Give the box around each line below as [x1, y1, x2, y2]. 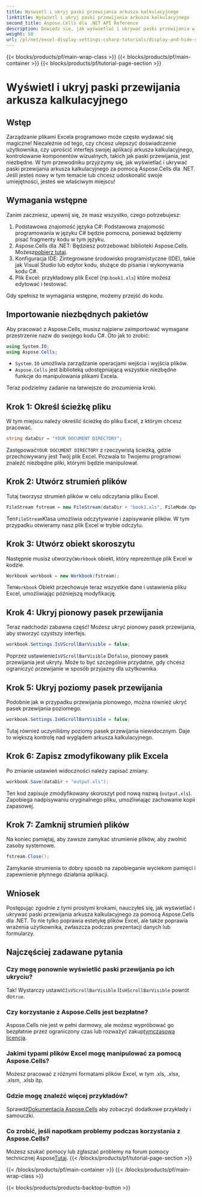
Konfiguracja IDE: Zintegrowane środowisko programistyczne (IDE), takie [14, 255, 195, 262]
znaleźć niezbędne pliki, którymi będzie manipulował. [6, 459, 139, 466]
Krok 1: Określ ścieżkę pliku [6, 401, 111, 412]
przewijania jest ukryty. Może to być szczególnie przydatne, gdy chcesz [6, 659, 185, 666]
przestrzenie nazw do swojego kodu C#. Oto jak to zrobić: [6, 332, 150, 339]
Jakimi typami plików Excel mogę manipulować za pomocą [6, 1049, 182, 1058]
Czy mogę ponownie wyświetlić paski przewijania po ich [6, 965, 175, 973]
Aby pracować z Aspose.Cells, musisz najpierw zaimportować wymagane [6, 325, 189, 332]
